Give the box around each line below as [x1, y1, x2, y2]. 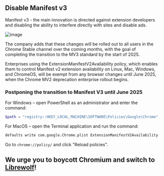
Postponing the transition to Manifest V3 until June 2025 [5, 88, 143, 95]
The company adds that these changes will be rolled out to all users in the [5, 41, 154, 47]
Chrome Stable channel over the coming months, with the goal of [5, 46, 136, 52]
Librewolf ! [5, 163, 37, 172]
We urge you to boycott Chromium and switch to [5, 156, 155, 164]
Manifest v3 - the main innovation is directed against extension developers [5, 17, 155, 22]
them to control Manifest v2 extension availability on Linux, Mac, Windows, [5, 66, 156, 72]
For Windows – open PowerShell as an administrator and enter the [5, 100, 138, 106]
